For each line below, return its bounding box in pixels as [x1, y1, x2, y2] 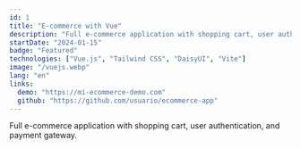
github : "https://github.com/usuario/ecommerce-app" [17, 95, 219, 105]
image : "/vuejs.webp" [9, 63, 90, 72]
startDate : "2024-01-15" [9, 37, 102, 47]
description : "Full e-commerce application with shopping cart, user [9, 29, 275, 38]
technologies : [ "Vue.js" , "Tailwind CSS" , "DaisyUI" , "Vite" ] [9, 54, 246, 63]
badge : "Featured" [9, 46, 78, 55]
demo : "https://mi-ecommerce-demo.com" [17, 87, 167, 96]
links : [9, 79, 34, 88]
